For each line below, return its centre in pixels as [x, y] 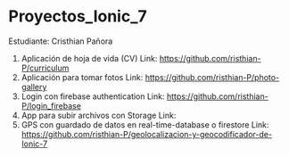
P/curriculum [45, 68]
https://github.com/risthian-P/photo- [212, 77]
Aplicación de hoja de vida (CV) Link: [89, 58]
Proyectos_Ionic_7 [78, 17]
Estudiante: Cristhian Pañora [61, 41]
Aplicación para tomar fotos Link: [82, 77]
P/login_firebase [51, 105]
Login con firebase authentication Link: [93, 96]
